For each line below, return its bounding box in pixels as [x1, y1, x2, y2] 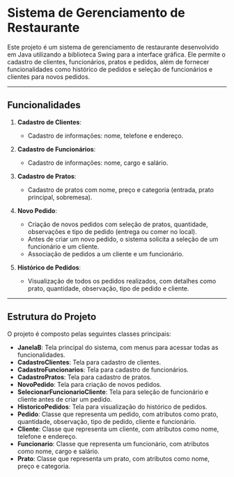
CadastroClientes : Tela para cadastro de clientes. [17, 358, 162, 366]
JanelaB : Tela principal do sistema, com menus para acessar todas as [17, 343, 219, 351]
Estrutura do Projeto [7, 311, 97, 323]
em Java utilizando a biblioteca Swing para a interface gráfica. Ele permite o [7, 50, 226, 59]
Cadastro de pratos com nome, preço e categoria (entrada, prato [27, 185, 214, 193]
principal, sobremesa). [27, 193, 93, 201]
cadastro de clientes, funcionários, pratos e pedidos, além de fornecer [7, 57, 210, 66]
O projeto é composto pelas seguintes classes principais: [7, 330, 172, 338]
